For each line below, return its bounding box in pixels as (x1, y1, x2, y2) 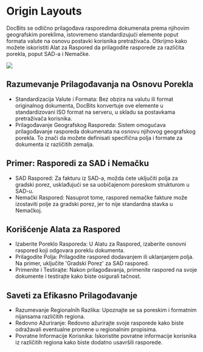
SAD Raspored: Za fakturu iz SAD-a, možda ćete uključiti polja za (15, 174, 178, 182)
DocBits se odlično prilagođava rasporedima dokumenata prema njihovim (6, 24, 190, 32)
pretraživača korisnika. (15, 114, 73, 122)
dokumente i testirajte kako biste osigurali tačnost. (15, 272, 142, 280)
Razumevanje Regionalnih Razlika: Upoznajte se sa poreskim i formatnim (15, 306, 197, 314)
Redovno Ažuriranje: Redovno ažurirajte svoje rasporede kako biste (15, 319, 184, 326)
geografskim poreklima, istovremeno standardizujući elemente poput (6, 30, 179, 38)
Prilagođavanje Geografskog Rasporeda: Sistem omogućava (15, 121, 166, 128)
